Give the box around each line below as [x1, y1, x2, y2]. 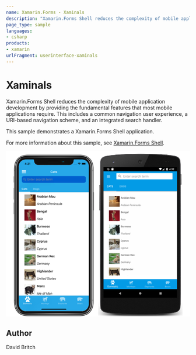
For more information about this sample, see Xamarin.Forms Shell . [6, 139, 164, 146]
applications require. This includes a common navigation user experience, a [6, 110, 188, 117]
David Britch [6, 344, 36, 351]
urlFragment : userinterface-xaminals [6, 53, 98, 58]
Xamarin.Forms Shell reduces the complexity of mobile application [6, 98, 165, 105]
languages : [6, 28, 33, 34]
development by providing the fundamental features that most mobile [6, 104, 173, 111]
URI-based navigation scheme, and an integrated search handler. [6, 116, 163, 123]
